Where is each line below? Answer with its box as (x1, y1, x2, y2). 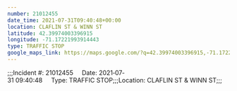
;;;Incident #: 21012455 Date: (7, 68, 97, 77)
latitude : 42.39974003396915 (7, 29, 93, 37)
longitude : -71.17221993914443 (7, 36, 99, 43)
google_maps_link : (7, 50, 61, 57)
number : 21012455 (7, 10, 59, 17)
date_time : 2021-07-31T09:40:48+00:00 (7, 17, 121, 24)
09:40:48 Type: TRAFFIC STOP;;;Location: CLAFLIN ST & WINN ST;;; (15, 76, 222, 84)
